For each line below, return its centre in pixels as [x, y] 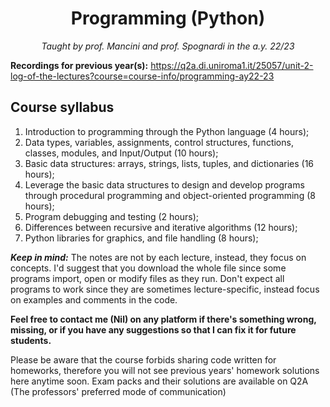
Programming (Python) [168, 18]
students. [31, 340]
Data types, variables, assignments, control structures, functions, [159, 142]
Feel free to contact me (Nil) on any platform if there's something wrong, [163, 319]
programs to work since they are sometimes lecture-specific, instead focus [165, 289]
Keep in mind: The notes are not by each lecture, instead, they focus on [158, 257]
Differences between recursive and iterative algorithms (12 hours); [161, 227]
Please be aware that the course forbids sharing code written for [143, 359]
